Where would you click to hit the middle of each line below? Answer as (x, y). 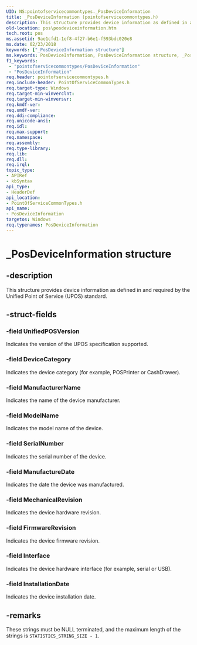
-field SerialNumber (35, 444)
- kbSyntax (19, 181)
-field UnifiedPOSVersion (43, 331)
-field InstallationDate (38, 584)
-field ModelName (33, 415)
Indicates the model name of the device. (55, 428)
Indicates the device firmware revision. (53, 541)
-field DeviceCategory (39, 360)
